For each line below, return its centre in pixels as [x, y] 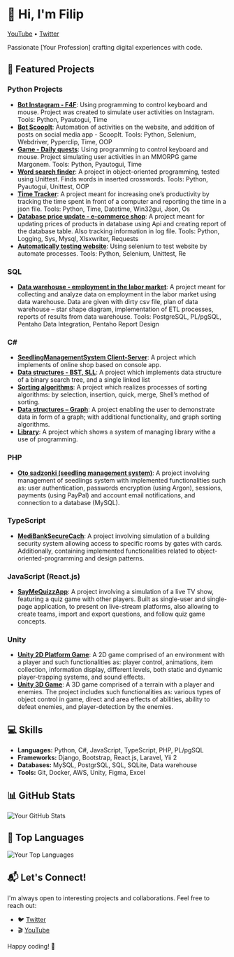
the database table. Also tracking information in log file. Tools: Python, [118, 231]
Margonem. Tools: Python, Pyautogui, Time [79, 164]
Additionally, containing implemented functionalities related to [106, 551]
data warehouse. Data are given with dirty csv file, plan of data [108, 301]
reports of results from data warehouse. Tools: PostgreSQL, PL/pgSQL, [119, 316]
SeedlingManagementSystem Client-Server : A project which [107, 357]
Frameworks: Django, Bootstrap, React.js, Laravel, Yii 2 [97, 758]
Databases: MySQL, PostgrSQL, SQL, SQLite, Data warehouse [107, 765]
